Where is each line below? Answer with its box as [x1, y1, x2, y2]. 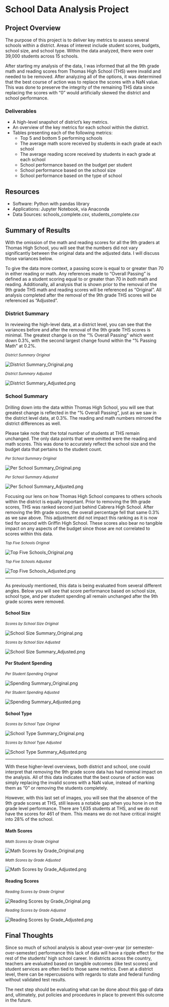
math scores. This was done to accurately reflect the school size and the [5, 440, 156, 447]
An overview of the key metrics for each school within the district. [12, 125, 149, 131]
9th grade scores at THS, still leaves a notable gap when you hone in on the [5, 800, 162, 806]
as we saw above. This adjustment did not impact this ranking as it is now [5, 515, 157, 521]
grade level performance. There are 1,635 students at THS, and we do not [5, 806, 158, 812]
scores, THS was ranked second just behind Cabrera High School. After [5, 504, 154, 510]
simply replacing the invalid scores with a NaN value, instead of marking [5, 779, 155, 786]
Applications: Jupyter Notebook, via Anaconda [12, 206, 110, 212]
